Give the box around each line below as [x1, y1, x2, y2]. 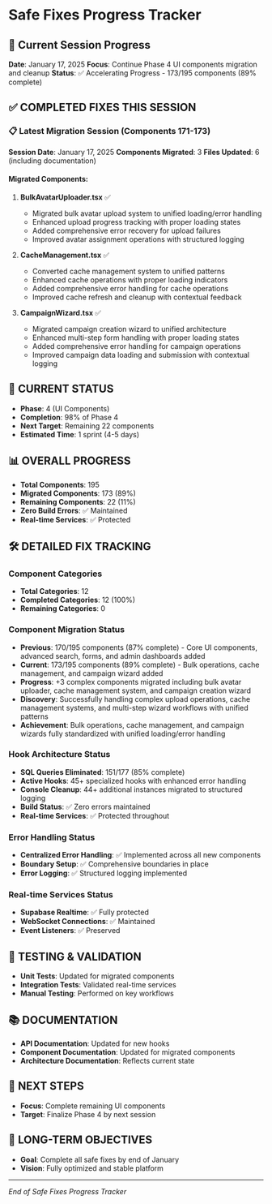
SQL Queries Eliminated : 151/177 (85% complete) [19, 767, 185, 776]
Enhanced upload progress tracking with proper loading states [32, 217, 241, 226]
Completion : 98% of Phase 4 [19, 412, 119, 422]
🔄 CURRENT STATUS [8, 382, 114, 396]
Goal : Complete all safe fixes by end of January [19, 1155, 180, 1164]
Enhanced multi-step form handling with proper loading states [32, 333, 240, 342]
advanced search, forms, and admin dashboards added [19, 651, 206, 660]
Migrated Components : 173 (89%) [19, 488, 136, 498]
